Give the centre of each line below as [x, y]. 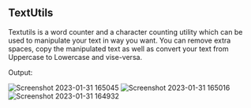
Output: [21, 72]
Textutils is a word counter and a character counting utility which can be [126, 32]
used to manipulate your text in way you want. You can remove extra [120, 40]
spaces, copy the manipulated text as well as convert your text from [118, 48]
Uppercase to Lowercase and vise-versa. [75, 57]
